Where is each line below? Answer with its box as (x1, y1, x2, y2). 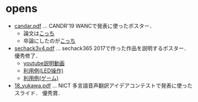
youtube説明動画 (23, 59, 65, 67)
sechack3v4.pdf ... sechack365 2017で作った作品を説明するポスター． (14, 44, 190, 52)
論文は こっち (23, 29, 55, 37)
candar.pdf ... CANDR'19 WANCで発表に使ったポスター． (14, 22, 155, 29)
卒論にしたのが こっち (23, 37, 76, 44)
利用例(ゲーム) (23, 74, 59, 82)
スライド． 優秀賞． (14, 89, 63, 97)
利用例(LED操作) (23, 67, 64, 74)
